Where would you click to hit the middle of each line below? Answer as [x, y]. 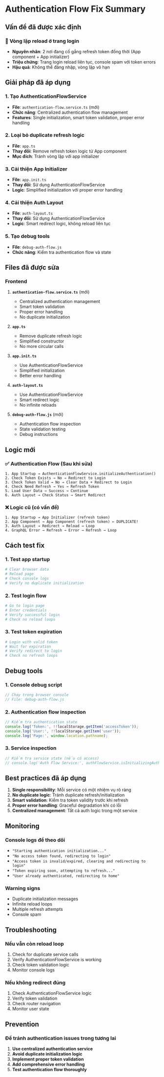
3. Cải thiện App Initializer [36, 169]
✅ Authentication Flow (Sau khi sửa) [49, 464]
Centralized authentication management [60, 302]
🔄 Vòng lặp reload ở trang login [42, 41]
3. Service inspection [31, 748]
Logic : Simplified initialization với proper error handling [67, 190]
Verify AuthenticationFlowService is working [57, 959]
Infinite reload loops [32, 904]
